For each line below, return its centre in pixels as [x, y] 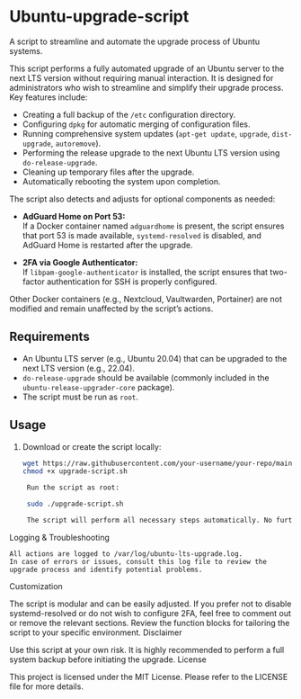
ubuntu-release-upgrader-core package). [98, 387]
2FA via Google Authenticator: [80, 262]
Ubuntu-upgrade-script [99, 17]
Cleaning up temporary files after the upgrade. [108, 172]
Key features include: [49, 97]
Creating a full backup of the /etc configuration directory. [129, 114]
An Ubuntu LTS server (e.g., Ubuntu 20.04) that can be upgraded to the [155, 358]
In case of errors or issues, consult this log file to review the [138, 561]
